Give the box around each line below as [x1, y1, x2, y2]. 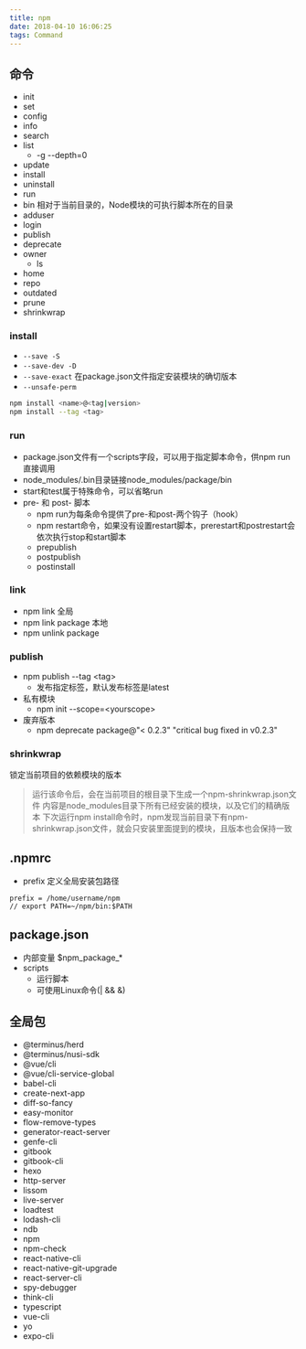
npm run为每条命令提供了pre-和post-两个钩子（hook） [36, 509, 244, 519]
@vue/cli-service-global [22, 1067, 115, 1079]
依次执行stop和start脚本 [36, 531, 127, 542]
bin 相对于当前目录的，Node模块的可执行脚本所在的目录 [22, 199, 234, 210]
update [22, 159, 50, 170]
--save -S [22, 352, 61, 361]
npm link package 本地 [22, 616, 109, 627]
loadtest [22, 1204, 54, 1215]
